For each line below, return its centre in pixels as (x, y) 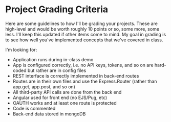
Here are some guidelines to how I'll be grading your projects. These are (81, 23)
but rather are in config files (57, 70)
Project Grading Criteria (57, 9)
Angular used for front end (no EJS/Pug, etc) (60, 97)
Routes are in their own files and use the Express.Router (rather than (85, 81)
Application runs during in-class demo (53, 59)
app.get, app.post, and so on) (44, 87)
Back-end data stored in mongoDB (49, 114)
